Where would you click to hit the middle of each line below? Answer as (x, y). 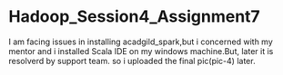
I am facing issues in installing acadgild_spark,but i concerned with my (141, 42)
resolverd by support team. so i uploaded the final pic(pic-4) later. (132, 61)
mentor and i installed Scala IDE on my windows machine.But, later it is (141, 51)
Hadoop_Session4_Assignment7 (134, 17)
